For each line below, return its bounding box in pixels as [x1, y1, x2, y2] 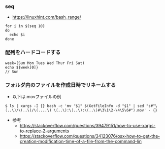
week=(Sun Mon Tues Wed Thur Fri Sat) [5, 60, 85, 66]
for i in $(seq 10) [5, 24, 45, 29]
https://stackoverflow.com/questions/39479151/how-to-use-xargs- [19, 122, 156, 128]
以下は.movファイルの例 [12, 93, 62, 99]
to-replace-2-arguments [19, 128, 69, 134]
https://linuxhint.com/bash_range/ [12, 14, 81, 20]
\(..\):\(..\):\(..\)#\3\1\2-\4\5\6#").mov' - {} [53, 108, 158, 112]
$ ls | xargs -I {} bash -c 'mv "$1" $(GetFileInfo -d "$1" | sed [5, 103, 144, 109]
